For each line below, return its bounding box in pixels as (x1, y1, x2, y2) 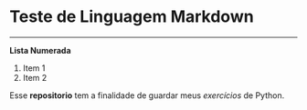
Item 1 (22, 62, 46, 74)
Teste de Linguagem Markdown (9, 6, 254, 27)
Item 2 (22, 72, 48, 83)
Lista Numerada (9, 45, 71, 55)
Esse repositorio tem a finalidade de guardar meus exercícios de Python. (9, 89, 285, 101)
